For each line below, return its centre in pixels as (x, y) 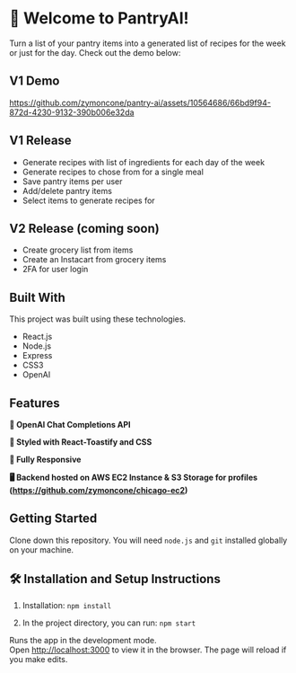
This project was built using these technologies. (98, 319)
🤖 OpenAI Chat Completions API (70, 425)
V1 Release (40, 141)
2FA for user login (55, 270)
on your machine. (42, 549)
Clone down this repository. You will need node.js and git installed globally (148, 540)
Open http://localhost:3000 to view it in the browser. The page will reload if (148, 650)
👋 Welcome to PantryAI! (99, 18)
